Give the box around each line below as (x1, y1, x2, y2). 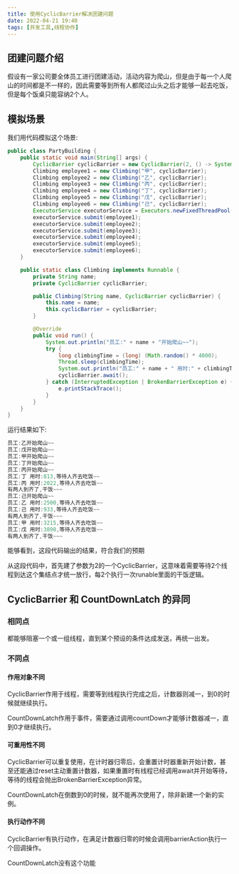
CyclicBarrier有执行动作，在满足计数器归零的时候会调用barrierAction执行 (7, 834, 221, 843)
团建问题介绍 (7, 51, 64, 64)
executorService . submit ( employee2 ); (33, 220, 142, 228)
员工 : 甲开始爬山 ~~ (7, 453, 55, 460)
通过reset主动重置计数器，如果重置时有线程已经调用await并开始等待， (26, 766, 231, 775)
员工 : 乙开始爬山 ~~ (7, 439, 55, 447)
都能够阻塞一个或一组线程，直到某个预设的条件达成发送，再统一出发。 (7, 634, 213, 643)
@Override (33, 325, 62, 332)
